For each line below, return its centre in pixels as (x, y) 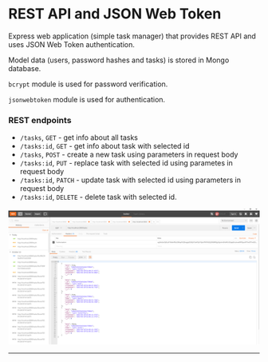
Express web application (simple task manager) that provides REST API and (132, 36)
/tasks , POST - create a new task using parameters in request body (129, 155)
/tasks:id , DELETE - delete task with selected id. (98, 197)
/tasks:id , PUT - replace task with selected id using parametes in (126, 163)
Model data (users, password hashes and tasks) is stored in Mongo (119, 60)
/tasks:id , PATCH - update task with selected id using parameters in (130, 180)
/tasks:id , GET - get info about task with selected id (104, 146)
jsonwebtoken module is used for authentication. (87, 99)
